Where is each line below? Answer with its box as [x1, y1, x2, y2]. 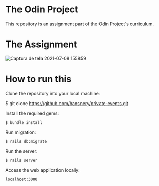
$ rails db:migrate [5, 139, 47, 144]
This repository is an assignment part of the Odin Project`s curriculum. [5, 20, 154, 27]
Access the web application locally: [5, 167, 81, 173]
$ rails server [5, 158, 38, 163]
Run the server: [5, 148, 38, 154]
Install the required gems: [5, 110, 59, 116]
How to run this [5, 73, 72, 85]
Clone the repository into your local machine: [5, 90, 101, 96]
